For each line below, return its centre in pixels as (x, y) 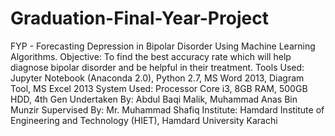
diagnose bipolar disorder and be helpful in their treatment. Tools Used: (157, 67)
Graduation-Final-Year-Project (139, 18)
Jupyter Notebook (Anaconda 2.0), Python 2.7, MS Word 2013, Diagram (157, 78)
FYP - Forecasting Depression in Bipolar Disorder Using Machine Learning (163, 46)
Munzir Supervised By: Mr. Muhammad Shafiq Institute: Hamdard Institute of (167, 109)
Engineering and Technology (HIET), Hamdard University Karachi (144, 120)
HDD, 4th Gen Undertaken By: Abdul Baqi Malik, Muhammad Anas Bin (154, 99)
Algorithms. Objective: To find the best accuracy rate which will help (151, 56)
